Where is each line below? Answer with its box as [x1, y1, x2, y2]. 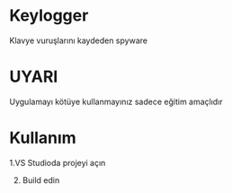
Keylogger [9, 5, 89, 26]
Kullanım [9, 127, 76, 148]
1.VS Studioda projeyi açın [9, 157, 106, 168]
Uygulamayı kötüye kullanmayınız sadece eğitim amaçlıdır [9, 96, 223, 107]
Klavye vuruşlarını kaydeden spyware [9, 35, 148, 46]
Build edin [22, 174, 60, 185]
